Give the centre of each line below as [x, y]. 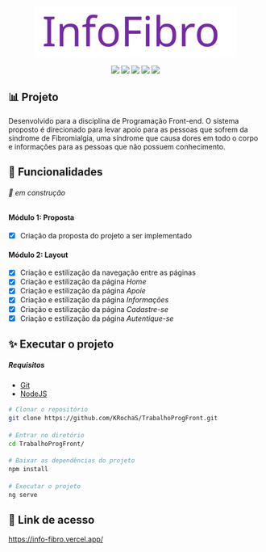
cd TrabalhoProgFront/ [46, 444]
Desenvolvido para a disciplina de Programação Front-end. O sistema [124, 120]
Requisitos [27, 364]
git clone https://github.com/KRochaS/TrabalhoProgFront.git [113, 418]
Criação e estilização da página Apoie [83, 291]
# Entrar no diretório [46, 435]
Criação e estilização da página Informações [94, 300]
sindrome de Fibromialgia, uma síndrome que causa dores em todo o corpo [133, 138]
